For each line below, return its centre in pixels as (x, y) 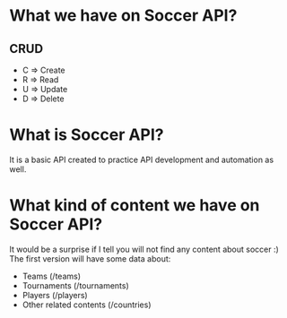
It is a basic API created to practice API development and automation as (142, 159)
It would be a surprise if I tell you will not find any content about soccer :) (144, 249)
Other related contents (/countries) (87, 305)
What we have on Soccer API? (123, 16)
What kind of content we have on (135, 206)
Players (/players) (55, 295)
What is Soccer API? (87, 135)
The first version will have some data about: (90, 258)
